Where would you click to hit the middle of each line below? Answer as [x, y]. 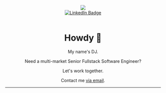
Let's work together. [83, 71]
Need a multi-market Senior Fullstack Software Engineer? [83, 61]
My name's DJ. [83, 51]
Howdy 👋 [83, 38]
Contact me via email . [83, 80]
